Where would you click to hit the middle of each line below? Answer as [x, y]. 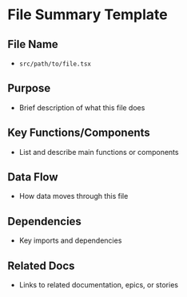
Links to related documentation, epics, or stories [99, 285]
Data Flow [33, 177]
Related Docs [41, 265]
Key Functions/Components [79, 133]
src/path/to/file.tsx [55, 64]
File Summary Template [88, 15]
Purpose [29, 88]
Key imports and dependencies [70, 240]
